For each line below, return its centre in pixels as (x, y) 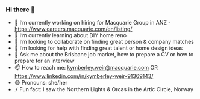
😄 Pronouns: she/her (41, 83)
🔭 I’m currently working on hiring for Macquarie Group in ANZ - (92, 23)
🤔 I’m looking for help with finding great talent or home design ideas (98, 48)
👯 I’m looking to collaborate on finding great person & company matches (104, 42)
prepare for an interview (44, 61)
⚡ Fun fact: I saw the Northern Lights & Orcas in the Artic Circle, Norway (104, 89)
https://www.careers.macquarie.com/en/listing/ (73, 29)
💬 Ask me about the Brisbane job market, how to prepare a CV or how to (104, 55)
